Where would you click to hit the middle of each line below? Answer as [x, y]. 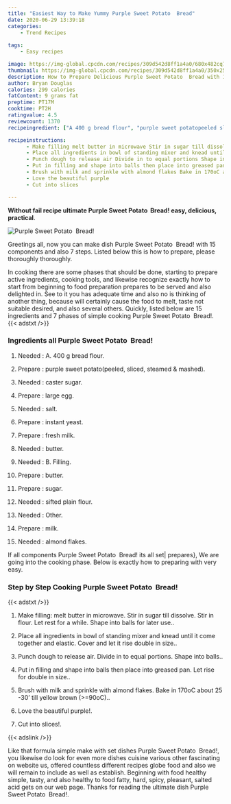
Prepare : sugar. [40, 488]
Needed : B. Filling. [44, 462]
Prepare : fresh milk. [46, 435]
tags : [15, 45]
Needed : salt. [37, 409]
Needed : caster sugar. [50, 382]
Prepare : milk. [38, 528]
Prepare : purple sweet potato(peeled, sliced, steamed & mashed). [111, 369]
